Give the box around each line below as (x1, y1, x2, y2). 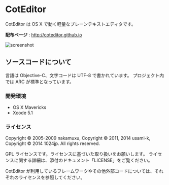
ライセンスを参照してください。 (18, 174, 85, 180)
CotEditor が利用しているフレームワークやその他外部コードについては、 (5, 168, 155, 174)
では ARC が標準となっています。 (5, 79, 75, 85)
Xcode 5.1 (12, 110, 33, 116)
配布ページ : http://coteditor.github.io (5, 31, 82, 38)
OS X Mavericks (12, 104, 47, 110)
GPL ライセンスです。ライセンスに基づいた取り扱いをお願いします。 (5, 151, 148, 157)
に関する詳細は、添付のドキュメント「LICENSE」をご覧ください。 (14, 157, 153, 163)
